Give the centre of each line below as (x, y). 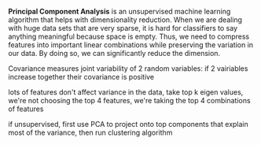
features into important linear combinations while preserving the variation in (131, 45)
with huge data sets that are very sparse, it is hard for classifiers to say (123, 28)
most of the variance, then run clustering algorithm (90, 132)
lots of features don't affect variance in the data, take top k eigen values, (126, 92)
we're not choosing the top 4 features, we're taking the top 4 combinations (129, 100)
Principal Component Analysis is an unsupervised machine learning (119, 11)
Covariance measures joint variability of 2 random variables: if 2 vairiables (128, 69)
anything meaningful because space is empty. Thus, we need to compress (129, 36)
